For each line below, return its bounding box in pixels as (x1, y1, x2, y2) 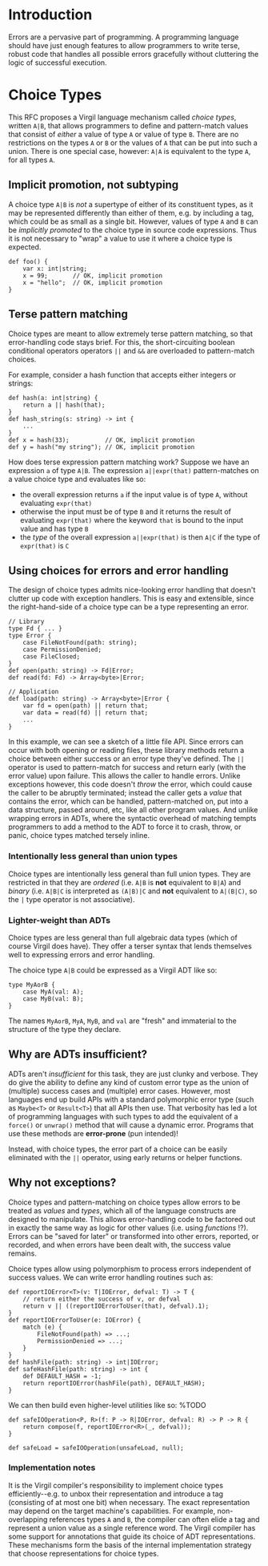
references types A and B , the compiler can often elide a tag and (49, 1514, 260, 1524)
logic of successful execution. (8, 58, 107, 67)
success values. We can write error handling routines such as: (8, 1273, 214, 1282)
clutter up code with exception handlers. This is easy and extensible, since (8, 593, 254, 603)
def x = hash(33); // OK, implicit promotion (8, 435, 195, 444)
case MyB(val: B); (22, 994, 84, 1003)
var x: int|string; (22, 265, 88, 273)
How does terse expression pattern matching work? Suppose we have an (8, 457, 250, 467)
